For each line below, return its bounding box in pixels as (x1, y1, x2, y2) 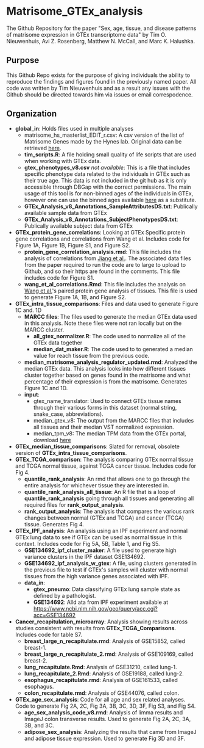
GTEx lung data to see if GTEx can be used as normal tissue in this (15, 533, 182, 541)
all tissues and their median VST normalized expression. (33, 423, 175, 430)
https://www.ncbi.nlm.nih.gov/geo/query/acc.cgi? (33, 605, 158, 612)
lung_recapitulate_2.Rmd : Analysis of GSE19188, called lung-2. (24, 670, 184, 677)
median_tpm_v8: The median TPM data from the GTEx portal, (33, 429, 187, 437)
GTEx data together (33, 339, 83, 346)
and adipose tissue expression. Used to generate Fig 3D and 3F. (24, 735, 186, 742)
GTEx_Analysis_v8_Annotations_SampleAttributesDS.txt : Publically (24, 203, 198, 210)
